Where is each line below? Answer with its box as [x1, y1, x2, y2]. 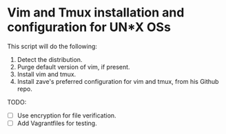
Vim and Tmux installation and [7, 5, 185, 21]
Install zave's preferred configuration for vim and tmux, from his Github [17, 77, 219, 85]
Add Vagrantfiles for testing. [17, 119, 98, 127]
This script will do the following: [7, 42, 98, 50]
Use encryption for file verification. [17, 111, 116, 120]
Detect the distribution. [17, 55, 83, 63]
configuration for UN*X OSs [7, 19, 171, 35]
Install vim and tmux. [17, 70, 76, 78]
